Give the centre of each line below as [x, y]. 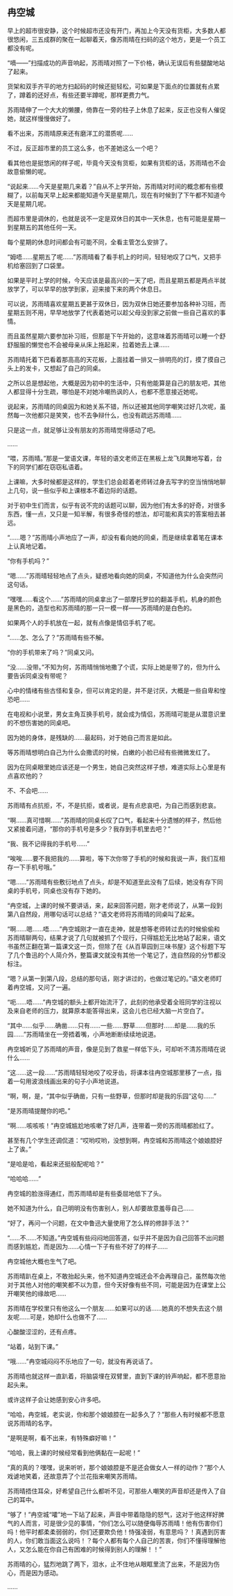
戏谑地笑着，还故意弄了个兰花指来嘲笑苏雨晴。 [74, 1476]
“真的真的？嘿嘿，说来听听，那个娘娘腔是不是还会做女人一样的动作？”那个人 [116, 1467]
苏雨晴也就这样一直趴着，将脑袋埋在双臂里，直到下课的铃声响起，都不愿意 [113, 1376]
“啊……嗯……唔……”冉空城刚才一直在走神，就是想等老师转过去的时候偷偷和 [114, 929]
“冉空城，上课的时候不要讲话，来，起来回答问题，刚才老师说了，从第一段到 [115, 905]
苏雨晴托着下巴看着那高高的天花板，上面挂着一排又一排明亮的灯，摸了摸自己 [116, 359]
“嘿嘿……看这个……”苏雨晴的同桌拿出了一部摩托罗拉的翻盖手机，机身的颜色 [114, 599]
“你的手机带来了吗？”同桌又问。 [53, 652]
